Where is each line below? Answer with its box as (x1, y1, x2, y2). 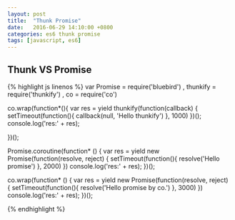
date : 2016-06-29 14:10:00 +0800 (7, 24, 114, 31)
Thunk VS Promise (7, 64, 92, 76)
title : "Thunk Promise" (7, 17, 81, 24)
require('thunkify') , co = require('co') (7, 90, 118, 99)
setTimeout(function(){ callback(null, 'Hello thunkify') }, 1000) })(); (7, 111, 202, 120)
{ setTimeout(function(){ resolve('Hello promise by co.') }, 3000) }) (7, 183, 204, 191)
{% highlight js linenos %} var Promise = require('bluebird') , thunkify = (7, 82, 216, 91)
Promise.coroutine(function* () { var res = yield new (7, 146, 160, 155)
